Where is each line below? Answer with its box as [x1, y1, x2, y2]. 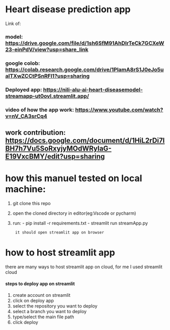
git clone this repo [12, 200, 51, 206]
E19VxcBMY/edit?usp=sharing [5, 152, 105, 161]
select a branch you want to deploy [12, 309, 87, 315]
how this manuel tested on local [5, 172, 143, 184]
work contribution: [5, 129, 66, 137]
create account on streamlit [12, 292, 71, 298]
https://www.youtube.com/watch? [75, 106, 163, 113]
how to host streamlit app [5, 247, 116, 259]
